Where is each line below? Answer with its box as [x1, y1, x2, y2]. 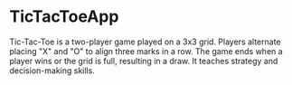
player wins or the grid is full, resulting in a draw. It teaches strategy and [9, 55, 278, 66]
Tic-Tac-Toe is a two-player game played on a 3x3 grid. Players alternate [9, 36, 282, 47]
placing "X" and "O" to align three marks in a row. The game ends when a [9, 45, 283, 56]
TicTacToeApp [9, 6, 119, 27]
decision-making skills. [9, 65, 95, 76]
